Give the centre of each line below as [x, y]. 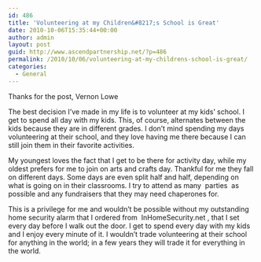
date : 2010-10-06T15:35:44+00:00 [63, 30]
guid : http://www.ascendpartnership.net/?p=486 [88, 52]
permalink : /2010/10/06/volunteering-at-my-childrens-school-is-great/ [128, 60]
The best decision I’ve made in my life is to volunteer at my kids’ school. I [127, 112]
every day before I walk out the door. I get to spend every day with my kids [129, 226]
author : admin [31, 37]
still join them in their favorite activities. [72, 145]
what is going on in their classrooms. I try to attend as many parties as [124, 185]
